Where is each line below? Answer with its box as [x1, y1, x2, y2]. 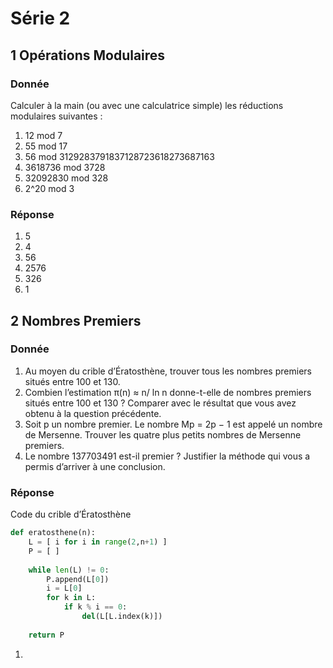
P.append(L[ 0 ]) [46, 574, 110, 584]
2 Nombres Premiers [10, 312, 142, 329]
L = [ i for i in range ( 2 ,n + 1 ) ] [28, 537, 168, 547]
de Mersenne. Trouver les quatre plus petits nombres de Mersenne [24, 428, 302, 441]
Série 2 [10, 7, 71, 30]
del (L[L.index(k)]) [81, 612, 163, 622]
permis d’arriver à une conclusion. [24, 460, 166, 472]
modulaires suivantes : [10, 110, 103, 122]
